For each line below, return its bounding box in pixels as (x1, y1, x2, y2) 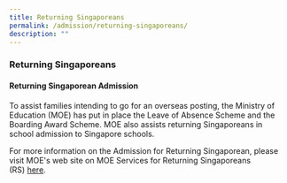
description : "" (9, 29, 69, 38)
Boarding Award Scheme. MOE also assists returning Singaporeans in (9, 118, 263, 129)
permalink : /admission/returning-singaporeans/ (9, 21, 189, 30)
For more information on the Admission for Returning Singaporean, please (9, 145, 279, 156)
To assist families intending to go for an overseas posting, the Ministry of (9, 100, 275, 111)
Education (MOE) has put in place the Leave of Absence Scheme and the (9, 110, 275, 120)
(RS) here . (9, 164, 46, 175)
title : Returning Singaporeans (9, 12, 125, 22)
